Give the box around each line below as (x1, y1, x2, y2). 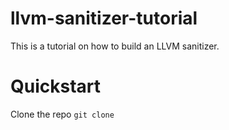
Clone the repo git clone (10, 108, 115, 120)
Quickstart (10, 75, 102, 98)
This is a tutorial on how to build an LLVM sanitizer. (10, 40, 220, 52)
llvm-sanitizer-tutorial (10, 7, 198, 30)
